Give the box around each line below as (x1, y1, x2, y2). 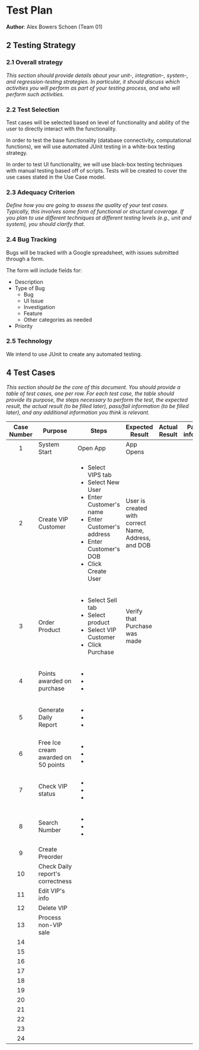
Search (38, 818, 58, 826)
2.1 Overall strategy (6, 58, 63, 66)
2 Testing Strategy (6, 40, 76, 50)
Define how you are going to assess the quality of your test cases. (6, 202, 169, 209)
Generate (38, 705, 65, 714)
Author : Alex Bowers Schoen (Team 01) (6, 23, 103, 30)
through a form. (6, 255, 44, 262)
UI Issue (23, 297, 44, 304)
